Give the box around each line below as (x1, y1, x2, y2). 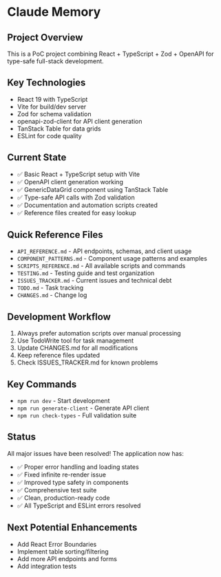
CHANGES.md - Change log (17, 291, 87, 299)
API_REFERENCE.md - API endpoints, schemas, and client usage (17, 247, 192, 255)
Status (7, 431, 36, 443)
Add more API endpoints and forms (17, 554, 117, 563)
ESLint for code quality (17, 131, 82, 140)
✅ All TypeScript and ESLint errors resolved (17, 501, 141, 510)
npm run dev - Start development (17, 397, 110, 405)
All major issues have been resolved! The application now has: (7, 449, 185, 457)
